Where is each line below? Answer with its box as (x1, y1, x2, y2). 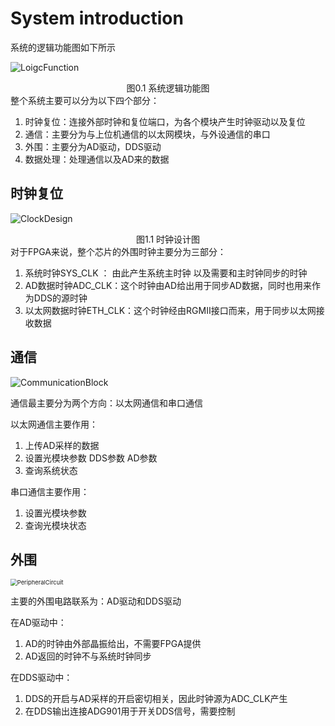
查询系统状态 (24, 464, 78, 476)
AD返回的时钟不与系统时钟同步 (24, 650, 152, 662)
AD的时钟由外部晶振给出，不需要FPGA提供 (24, 638, 202, 650)
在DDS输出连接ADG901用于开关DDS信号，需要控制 (24, 705, 236, 717)
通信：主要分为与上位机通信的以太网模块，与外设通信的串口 (24, 128, 271, 140)
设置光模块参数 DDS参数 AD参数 (24, 452, 158, 464)
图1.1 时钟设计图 (135, 233, 201, 245)
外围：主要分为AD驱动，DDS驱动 (24, 140, 162, 152)
